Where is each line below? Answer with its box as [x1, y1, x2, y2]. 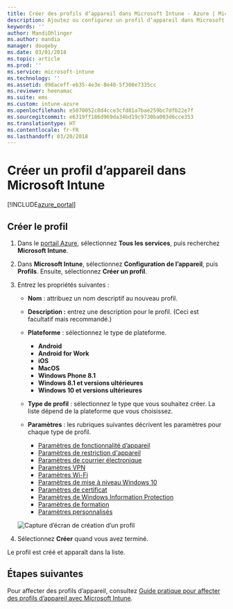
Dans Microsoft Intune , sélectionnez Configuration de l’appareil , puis [17, 260, 218, 268]
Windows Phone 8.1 [37, 372, 96, 379]
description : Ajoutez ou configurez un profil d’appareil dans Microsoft [7, 17, 225, 24]
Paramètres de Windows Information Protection [37, 493, 174, 501]
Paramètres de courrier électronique [37, 456, 142, 464]
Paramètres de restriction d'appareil [37, 449, 141, 457]
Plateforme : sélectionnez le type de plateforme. [27, 328, 167, 337]
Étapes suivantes [7, 568, 84, 580]
